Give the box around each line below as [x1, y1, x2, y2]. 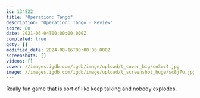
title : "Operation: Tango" [6, 14, 73, 20]
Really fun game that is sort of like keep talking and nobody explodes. [6, 85, 177, 92]
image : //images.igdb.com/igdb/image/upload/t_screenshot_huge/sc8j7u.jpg [6, 69, 196, 75]
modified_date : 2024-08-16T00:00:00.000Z [6, 47, 111, 53]
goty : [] [6, 42, 28, 48]
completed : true [6, 36, 46, 42]
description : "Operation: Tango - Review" [6, 19, 113, 25]
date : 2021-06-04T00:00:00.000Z [6, 31, 86, 37]
